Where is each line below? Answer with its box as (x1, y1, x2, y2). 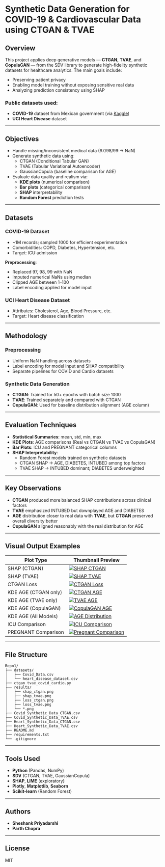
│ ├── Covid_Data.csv (5, 672, 54, 677)
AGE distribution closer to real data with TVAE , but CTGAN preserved (12, 513, 153, 518)
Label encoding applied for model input (12, 284, 92, 290)
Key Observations (5, 484, 61, 492)
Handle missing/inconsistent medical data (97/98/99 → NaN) (12, 148, 136, 154)
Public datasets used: (5, 99, 58, 106)
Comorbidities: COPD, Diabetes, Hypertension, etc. (12, 244, 115, 250)
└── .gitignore (5, 736, 36, 742)
